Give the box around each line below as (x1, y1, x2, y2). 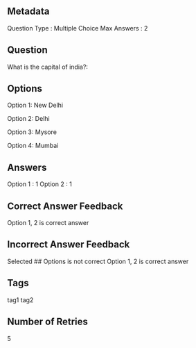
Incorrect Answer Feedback (7, 239, 130, 251)
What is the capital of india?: (7, 63, 89, 71)
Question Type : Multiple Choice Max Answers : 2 (7, 24, 148, 32)
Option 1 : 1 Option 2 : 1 (7, 180, 73, 188)
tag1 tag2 (7, 295, 34, 304)
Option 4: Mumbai (7, 142, 59, 150)
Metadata (7, 6, 50, 17)
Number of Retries (7, 316, 89, 328)
